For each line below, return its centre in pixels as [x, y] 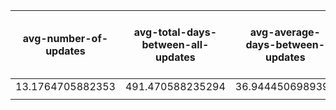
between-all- [175, 44]
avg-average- [285, 32]
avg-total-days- [175, 32]
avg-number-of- [65, 38]
